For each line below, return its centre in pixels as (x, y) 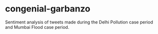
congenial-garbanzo (48, 9)
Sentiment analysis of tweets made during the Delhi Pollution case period (79, 22)
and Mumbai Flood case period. (37, 27)
